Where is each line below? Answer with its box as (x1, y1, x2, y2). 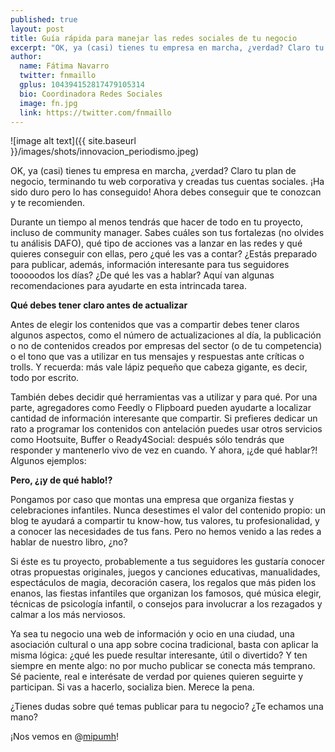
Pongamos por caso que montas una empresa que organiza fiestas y (10, 494, 295, 506)
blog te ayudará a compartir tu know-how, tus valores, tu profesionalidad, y (10, 515, 320, 527)
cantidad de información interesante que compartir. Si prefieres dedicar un (10, 412, 318, 425)
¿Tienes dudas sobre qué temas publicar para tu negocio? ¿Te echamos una (10, 701, 324, 713)
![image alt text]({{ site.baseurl (10, 135, 137, 147)
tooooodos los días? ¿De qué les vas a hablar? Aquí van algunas (10, 269, 275, 281)
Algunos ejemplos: (10, 455, 87, 467)
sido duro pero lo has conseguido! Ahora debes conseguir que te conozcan (10, 186, 322, 198)
